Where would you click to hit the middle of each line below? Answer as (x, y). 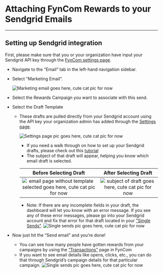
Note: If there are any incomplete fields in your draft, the (83, 205)
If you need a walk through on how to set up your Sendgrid (85, 145)
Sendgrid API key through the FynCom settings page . (58, 60)
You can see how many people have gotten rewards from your (81, 244)
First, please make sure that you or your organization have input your (74, 55)
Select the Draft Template (38, 107)
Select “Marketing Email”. (37, 79)
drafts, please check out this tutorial (62, 150)
